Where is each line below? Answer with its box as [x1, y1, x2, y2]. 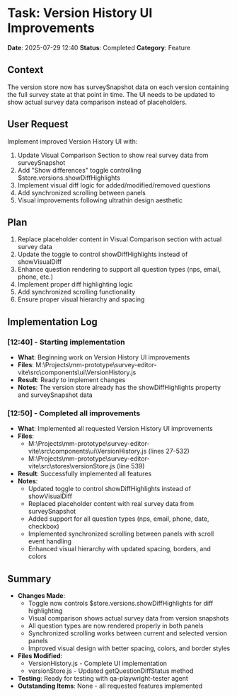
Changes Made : [17, 592, 66, 600]
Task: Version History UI [7, 5, 153, 21]
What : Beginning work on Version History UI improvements [17, 353, 190, 362]
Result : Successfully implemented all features [17, 469, 152, 478]
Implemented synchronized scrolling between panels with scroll [28, 529, 214, 538]
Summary [7, 572, 52, 584]
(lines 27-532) [148, 447, 190, 456]
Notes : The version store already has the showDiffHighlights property [17, 384, 221, 392]
